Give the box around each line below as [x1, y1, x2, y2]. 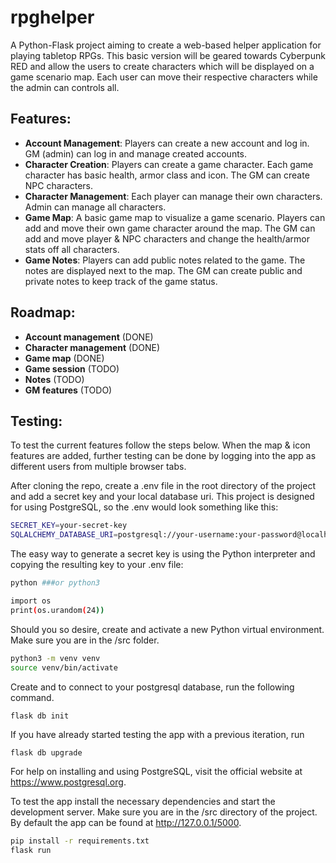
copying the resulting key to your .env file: [10, 559, 184, 571]
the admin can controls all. [10, 81, 120, 93]
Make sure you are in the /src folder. [10, 634, 160, 646]
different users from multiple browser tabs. [10, 461, 187, 473]
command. [10, 691, 55, 703]
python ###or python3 [10, 578, 101, 588]
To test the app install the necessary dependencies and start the [10, 796, 276, 808]
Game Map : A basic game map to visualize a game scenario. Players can [24, 211, 326, 223]
